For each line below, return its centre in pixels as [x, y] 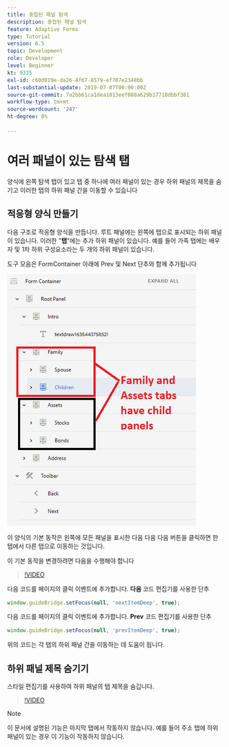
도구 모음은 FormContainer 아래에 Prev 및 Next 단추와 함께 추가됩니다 [102, 264]
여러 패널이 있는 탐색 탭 [69, 161]
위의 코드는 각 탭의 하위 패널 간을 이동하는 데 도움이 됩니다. [86, 645]
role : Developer [30, 59]
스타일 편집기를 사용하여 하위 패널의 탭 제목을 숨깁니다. [81, 686]
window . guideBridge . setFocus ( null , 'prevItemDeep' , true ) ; [94, 631]
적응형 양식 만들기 [43, 214]
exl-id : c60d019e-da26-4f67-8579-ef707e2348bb [75, 80]
